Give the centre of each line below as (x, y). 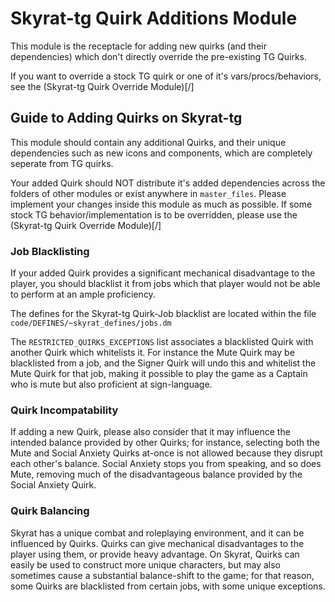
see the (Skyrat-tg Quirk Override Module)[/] (102, 86)
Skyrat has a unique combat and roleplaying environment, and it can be (157, 533)
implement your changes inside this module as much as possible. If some (161, 204)
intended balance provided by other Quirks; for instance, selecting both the (165, 443)
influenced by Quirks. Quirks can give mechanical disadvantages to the (157, 543)
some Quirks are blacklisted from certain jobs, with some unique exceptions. (168, 586)
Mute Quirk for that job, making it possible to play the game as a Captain (159, 374)
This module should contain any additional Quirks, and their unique (148, 142)
